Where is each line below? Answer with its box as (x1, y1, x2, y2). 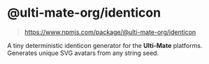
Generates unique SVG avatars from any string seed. (7, 49, 159, 57)
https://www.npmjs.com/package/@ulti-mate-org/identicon (24, 28, 196, 36)
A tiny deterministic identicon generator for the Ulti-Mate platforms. (7, 41, 203, 49)
